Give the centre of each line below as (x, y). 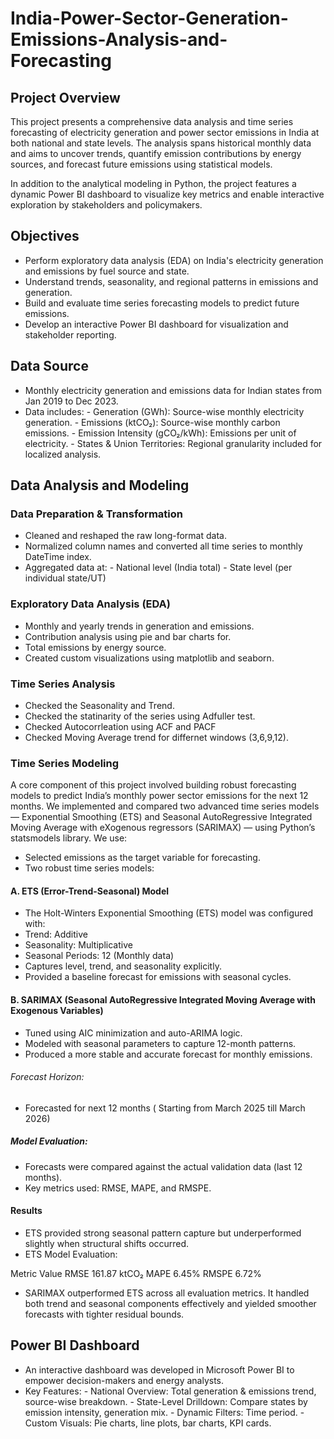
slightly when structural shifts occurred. (107, 1243)
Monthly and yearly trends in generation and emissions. (139, 626)
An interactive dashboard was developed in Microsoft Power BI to (159, 1369)
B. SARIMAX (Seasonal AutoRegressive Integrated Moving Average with (163, 1000)
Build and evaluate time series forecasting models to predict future (162, 303)
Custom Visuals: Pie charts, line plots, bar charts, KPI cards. (148, 1423)
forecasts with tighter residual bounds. (104, 1314)
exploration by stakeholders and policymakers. (106, 205)
